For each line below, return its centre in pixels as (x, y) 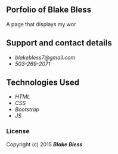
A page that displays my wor (41, 24)
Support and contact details (59, 43)
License (18, 131)
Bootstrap (27, 109)
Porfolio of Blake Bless (49, 10)
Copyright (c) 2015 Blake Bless (44, 144)
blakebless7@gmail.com (45, 57)
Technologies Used (43, 83)
